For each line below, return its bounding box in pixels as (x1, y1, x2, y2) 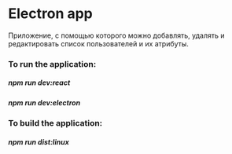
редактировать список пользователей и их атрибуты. (8, 38, 189, 48)
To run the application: (8, 58, 97, 69)
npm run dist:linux (8, 137, 69, 146)
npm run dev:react (8, 78, 71, 87)
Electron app (8, 5, 93, 23)
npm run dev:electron (8, 97, 81, 107)
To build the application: (8, 118, 103, 129)
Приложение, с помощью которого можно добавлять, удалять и (8, 31, 225, 40)
